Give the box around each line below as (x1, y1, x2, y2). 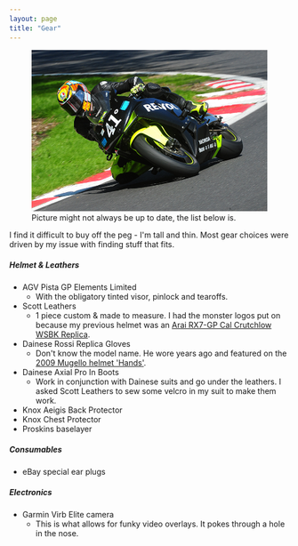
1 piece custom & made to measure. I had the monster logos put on (35, 310, 281, 321)
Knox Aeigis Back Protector (21, 405, 123, 415)
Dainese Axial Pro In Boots (21, 367, 120, 378)
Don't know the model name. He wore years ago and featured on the (35, 348, 287, 359)
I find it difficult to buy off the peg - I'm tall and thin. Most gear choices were (9, 229, 289, 240)
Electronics (9, 486, 52, 497)
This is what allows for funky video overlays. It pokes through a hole (35, 518, 286, 529)
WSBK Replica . (35, 329, 91, 340)
